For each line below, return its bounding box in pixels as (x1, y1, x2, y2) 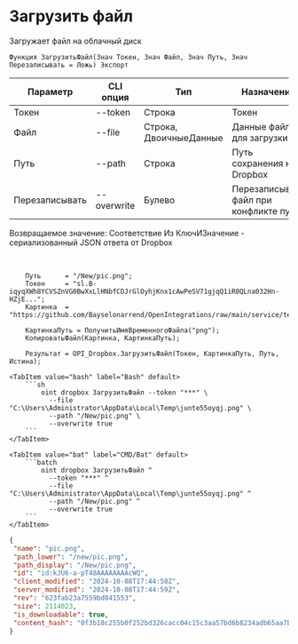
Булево (143, 194, 176, 206)
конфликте (231, 204, 278, 217)
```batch (25, 457, 58, 467)
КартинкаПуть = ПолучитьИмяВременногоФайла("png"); (25, 326, 220, 335)
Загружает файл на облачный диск (9, 36, 142, 46)
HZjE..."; (9, 295, 46, 304)
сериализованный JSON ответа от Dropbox (9, 237, 173, 248)
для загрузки (231, 131, 288, 144)
